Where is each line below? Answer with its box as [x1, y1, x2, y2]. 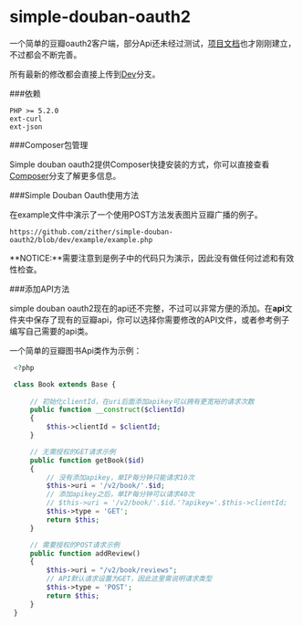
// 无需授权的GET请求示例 [29, 447, 116, 456]
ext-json [9, 122, 43, 132]
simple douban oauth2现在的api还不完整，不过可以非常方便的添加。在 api [9, 302, 285, 313]
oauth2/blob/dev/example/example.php [9, 235, 153, 244]
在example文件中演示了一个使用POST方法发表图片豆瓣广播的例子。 [9, 208, 263, 220]
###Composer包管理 [9, 139, 89, 150]
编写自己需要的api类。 [9, 325, 93, 336]
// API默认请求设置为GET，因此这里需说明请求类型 [46, 574, 213, 584]
